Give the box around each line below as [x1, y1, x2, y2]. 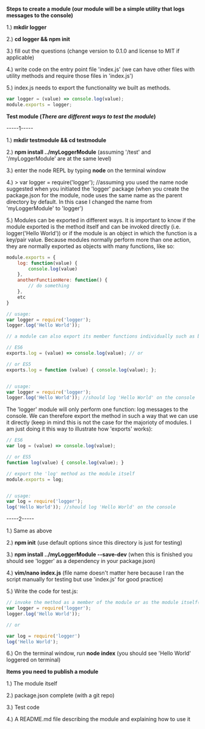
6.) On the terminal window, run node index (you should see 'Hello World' [6, 649, 191, 657]
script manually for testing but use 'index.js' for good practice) [6, 576, 164, 583]
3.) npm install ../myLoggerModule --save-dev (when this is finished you [6, 551, 193, 558]
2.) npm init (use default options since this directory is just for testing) [6, 539, 183, 546]
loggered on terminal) [6, 656, 61, 663]
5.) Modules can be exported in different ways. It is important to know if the [6, 216, 196, 224]
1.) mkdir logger [6, 24, 47, 31]
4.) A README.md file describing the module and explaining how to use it [6, 716, 191, 723]
